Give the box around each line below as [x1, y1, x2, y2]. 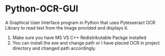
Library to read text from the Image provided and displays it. [5, 24, 129, 30]
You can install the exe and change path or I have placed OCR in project [12, 39, 160, 45]
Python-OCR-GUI [5, 3, 79, 14]
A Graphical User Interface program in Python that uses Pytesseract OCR [5, 19, 156, 25]
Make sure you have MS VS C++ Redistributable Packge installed [12, 34, 147, 40]
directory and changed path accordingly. [12, 45, 96, 51]
